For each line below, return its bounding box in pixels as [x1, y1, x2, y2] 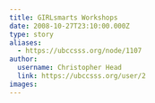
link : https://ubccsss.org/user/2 [17, 72, 146, 81]
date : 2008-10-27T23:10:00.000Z [9, 21, 130, 30]
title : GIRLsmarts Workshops [9, 13, 118, 22]
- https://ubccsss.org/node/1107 [17, 47, 142, 56]
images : [9, 80, 39, 89]
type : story [9, 30, 54, 39]
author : [9, 55, 39, 64]
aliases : [9, 38, 42, 47]
